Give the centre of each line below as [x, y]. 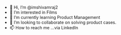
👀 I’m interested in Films [33, 12]
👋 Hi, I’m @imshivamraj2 [34, 7]
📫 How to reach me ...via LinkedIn [44, 28]
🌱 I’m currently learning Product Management [55, 17]
